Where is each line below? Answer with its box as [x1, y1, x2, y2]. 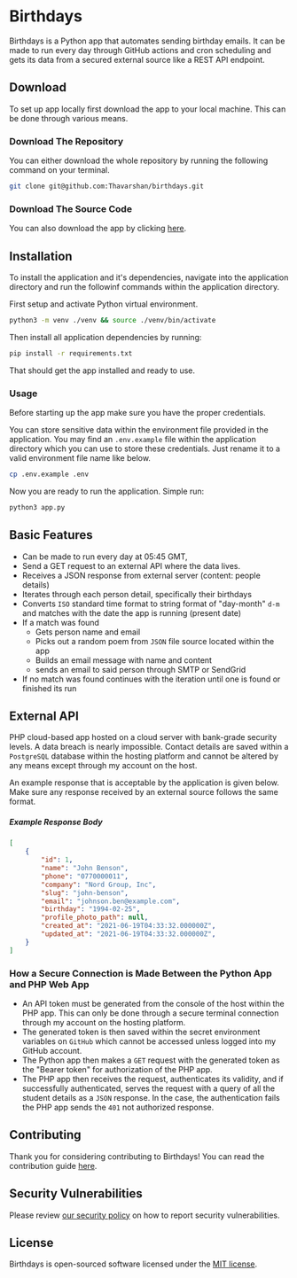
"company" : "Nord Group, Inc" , [41, 880, 157, 889]
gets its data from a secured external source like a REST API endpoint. [9, 54, 266, 65]
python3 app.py [9, 503, 66, 511]
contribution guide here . [9, 1160, 98, 1171]
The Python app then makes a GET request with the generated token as [21, 1055, 281, 1065]
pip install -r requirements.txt [9, 348, 133, 358]
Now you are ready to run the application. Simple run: [9, 486, 205, 496]
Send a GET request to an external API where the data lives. [21, 560, 241, 571]
